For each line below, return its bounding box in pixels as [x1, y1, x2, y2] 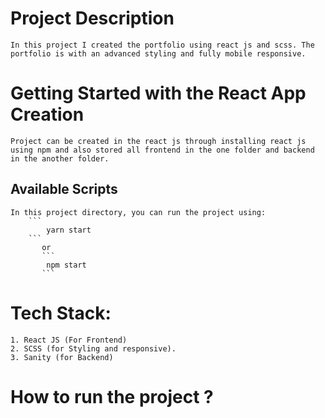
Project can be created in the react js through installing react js [10, 136, 307, 146]
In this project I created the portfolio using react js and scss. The [10, 40, 315, 50]
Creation [10, 103, 85, 126]
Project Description [10, 7, 175, 30]
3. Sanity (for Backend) [10, 352, 114, 362]
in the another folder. [10, 153, 110, 164]
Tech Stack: [10, 302, 112, 324]
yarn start [46, 225, 92, 235]
